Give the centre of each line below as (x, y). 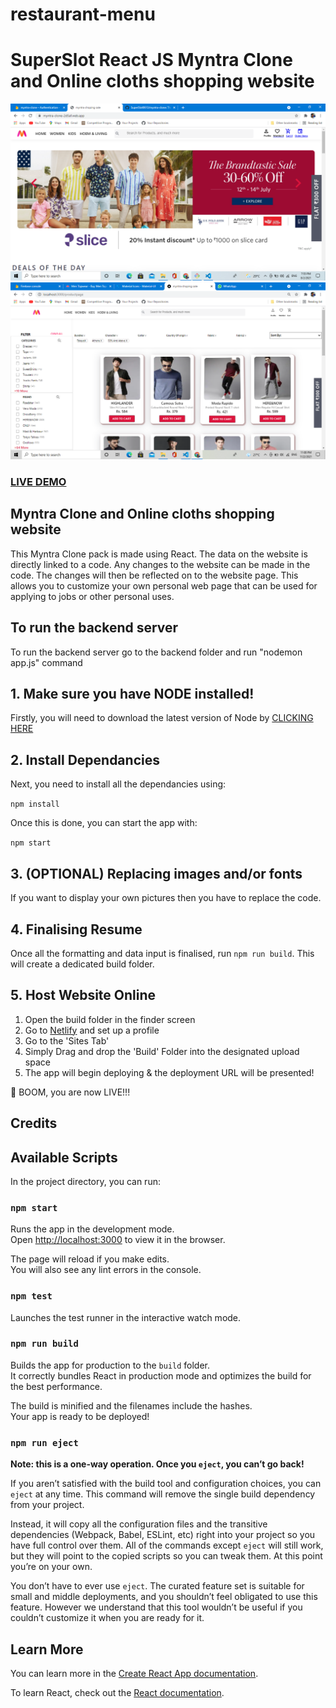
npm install (35, 804)
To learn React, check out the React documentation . (117, 1692)
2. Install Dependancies (85, 759)
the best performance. (56, 1386)
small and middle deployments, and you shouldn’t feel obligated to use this (164, 1597)
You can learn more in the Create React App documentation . (134, 1673)
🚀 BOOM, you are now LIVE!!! (70, 1092)
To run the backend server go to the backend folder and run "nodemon (156, 652)
